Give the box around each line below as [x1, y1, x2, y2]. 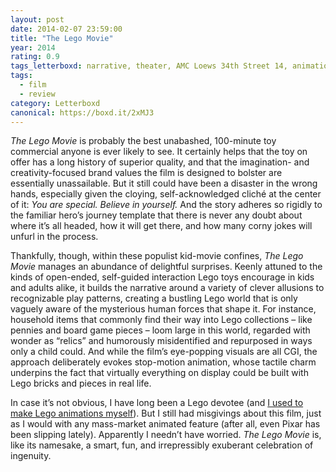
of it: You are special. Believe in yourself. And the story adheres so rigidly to [10, 199, 323, 211]
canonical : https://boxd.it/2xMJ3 [10, 107, 155, 118]
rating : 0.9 [10, 52, 60, 62]
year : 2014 [10, 42, 56, 53]
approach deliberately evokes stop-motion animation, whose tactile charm [10, 356, 317, 368]
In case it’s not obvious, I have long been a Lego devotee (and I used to [10, 397, 304, 409]
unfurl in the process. [10, 231, 99, 243]
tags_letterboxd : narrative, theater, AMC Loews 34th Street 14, [10, 61, 288, 71]
